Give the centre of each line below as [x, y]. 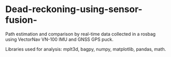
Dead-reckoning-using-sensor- [74, 9]
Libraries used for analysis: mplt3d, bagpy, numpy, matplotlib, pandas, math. [86, 49]
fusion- [21, 20]
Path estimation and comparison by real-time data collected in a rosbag [80, 34]
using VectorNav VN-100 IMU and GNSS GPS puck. [59, 39]
